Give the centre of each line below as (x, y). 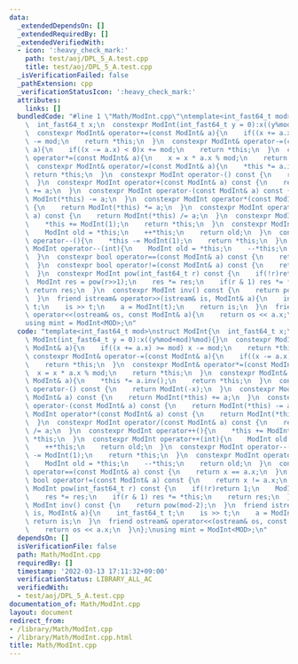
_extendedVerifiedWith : (61, 42)
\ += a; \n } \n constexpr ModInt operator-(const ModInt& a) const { (158, 191)
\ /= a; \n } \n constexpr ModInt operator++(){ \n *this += (145, 431)
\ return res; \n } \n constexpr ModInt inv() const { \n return (152, 290)
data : (19, 17)
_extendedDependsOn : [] (61, 26)
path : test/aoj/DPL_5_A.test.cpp (87, 59)
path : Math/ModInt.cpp (59, 555)
